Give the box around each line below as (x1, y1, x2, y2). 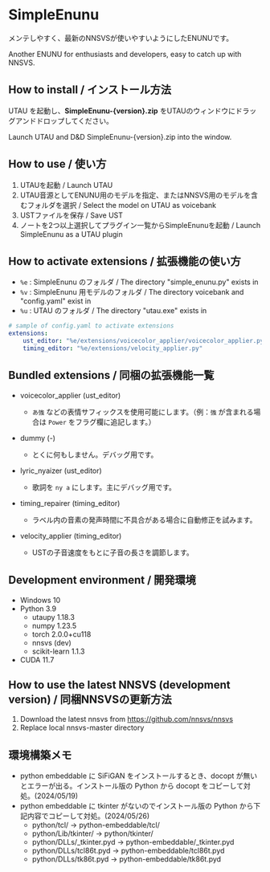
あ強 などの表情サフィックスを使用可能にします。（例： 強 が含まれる (31, 407, 255, 417)
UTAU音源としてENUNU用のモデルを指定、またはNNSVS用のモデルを (19, 190, 252, 200)
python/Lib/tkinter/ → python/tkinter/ (31, 829, 154, 838)
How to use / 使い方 (8, 157, 107, 171)
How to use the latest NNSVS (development (8, 678, 231, 691)
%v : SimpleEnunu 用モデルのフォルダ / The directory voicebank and (19, 287, 244, 297)
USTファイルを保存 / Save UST (19, 210, 123, 220)
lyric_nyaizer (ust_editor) (19, 466, 102, 475)
